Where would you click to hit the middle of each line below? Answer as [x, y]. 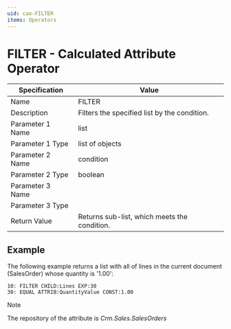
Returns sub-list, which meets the [133, 217]
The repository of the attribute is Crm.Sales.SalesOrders [87, 318]
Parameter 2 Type [40, 174]
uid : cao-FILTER [30, 13]
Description [29, 113]
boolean [91, 174]
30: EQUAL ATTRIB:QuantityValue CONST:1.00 [70, 293]
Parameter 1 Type [40, 144]
